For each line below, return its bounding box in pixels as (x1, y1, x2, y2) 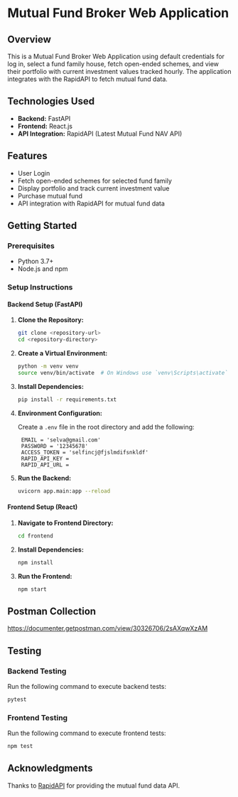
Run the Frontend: (17, 572, 72, 580)
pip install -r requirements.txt (17, 396, 117, 403)
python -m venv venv (17, 363, 79, 370)
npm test (7, 743, 33, 750)
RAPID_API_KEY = (21, 455, 70, 462)
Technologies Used (7, 95, 94, 107)
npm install (17, 559, 53, 566)
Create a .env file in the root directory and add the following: (17, 422, 195, 431)
